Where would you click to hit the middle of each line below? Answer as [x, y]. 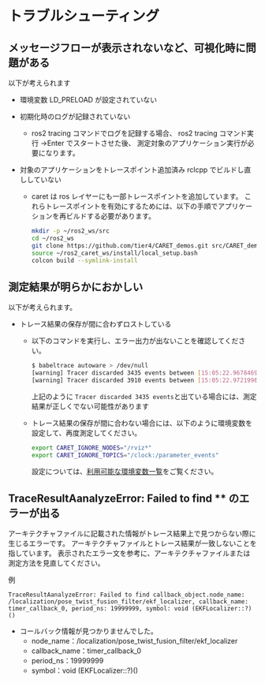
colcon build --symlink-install [84, 260]
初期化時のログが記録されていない [75, 116]
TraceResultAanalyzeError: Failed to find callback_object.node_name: [127, 595]
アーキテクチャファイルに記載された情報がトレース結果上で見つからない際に [132, 534]
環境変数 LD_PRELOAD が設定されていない [88, 100]
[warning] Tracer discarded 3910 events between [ [116, 380]
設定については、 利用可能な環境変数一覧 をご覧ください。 [125, 471]
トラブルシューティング [84, 16]
